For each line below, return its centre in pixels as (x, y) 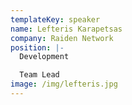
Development (44, 57)
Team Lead (39, 75)
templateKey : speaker (55, 19)
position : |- (37, 47)
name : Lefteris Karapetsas (66, 29)
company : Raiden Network (62, 38)
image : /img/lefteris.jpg (64, 84)
